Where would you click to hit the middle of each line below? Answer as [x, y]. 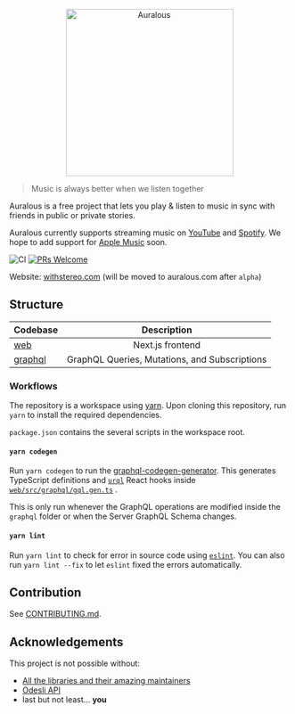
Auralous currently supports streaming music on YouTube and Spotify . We [145, 233]
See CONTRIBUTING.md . [55, 614]
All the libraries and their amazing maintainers [106, 681]
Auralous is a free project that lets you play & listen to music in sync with [142, 206]
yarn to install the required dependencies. [86, 415]
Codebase [36, 330]
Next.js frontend [167, 345]
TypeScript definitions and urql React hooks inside [102, 480]
